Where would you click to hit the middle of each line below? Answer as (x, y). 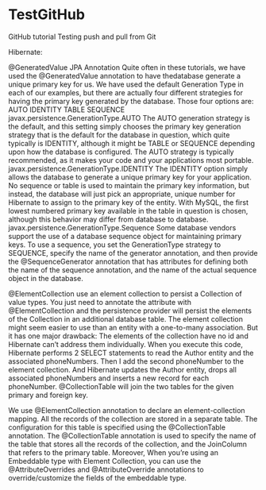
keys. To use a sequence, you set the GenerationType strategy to (115, 245)
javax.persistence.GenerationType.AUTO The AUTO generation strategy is (129, 118)
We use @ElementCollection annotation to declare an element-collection (127, 410)
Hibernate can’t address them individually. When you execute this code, (126, 344)
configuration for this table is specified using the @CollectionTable (117, 427)
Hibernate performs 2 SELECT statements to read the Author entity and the (131, 353)
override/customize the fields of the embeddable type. (97, 477)
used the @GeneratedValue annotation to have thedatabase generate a (124, 75)
